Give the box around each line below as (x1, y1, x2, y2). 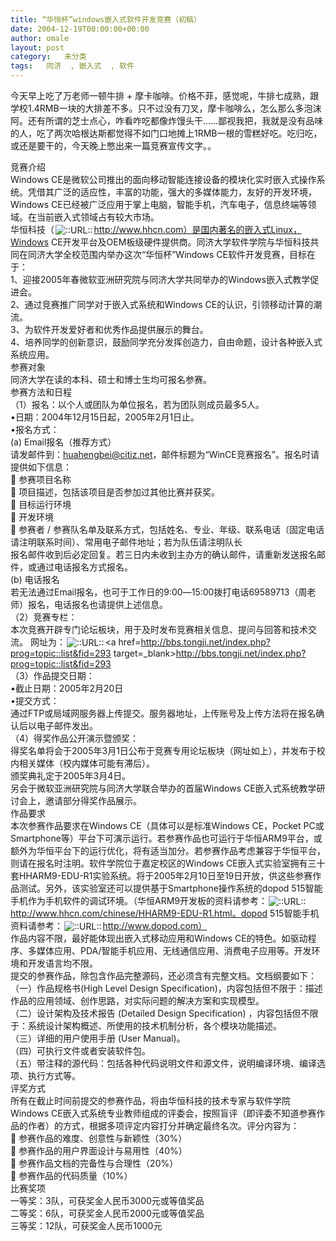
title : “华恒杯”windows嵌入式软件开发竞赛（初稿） (10, 14, 202, 25)
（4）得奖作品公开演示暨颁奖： (10, 732, 140, 744)
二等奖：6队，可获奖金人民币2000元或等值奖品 (10, 1207, 205, 1219)
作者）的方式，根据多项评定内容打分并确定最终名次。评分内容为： (27, 1120, 300, 1131)
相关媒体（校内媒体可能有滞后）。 (18, 757, 155, 769)
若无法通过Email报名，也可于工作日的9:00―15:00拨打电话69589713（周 (10, 586, 308, 598)
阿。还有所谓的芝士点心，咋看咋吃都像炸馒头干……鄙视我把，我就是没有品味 (10, 115, 324, 126)
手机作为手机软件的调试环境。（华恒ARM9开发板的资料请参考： (10, 895, 268, 906)
